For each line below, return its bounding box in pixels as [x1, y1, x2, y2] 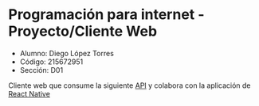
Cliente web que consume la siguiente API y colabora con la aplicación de [8, 81, 251, 90]
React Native [8, 89, 50, 98]
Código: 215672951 [19, 57, 84, 66]
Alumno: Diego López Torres [19, 48, 114, 58]
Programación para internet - [8, 6, 205, 24]
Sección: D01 [19, 65, 64, 74]
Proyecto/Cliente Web [8, 22, 158, 40]
